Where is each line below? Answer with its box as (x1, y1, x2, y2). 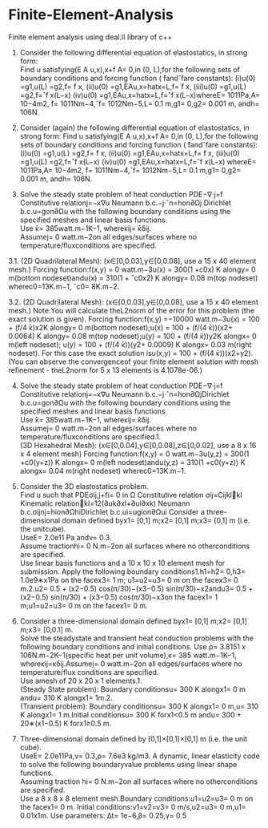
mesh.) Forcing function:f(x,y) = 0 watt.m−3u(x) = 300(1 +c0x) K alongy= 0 (8, 265, 256, 274)
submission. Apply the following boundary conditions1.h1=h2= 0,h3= (19, 567, 246, 576)
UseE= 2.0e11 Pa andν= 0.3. (19, 532, 112, 542)
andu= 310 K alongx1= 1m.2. (19, 693, 114, 702)
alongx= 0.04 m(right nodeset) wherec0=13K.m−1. (19, 466, 186, 475)
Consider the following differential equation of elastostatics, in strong (19, 47, 248, 57)
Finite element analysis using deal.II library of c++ (8, 32, 173, 42)
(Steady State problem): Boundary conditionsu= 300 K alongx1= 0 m (19, 684, 246, 694)
